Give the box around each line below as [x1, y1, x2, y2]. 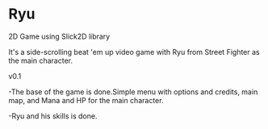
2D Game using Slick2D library [8, 31, 111, 41]
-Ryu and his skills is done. [8, 110, 98, 121]
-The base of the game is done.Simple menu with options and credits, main [8, 86, 258, 97]
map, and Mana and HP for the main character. [8, 95, 164, 105]
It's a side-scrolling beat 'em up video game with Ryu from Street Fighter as [8, 47, 260, 56]
